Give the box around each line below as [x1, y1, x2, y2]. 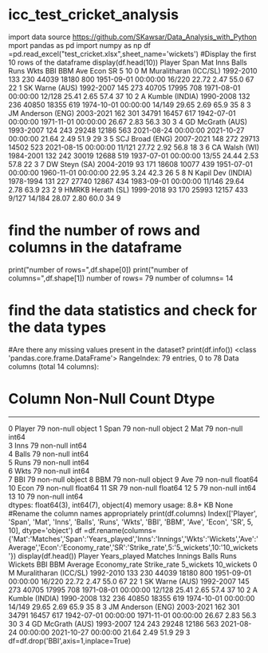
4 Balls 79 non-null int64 [8, 449, 89, 459]
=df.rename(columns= [83, 525, 157, 535]
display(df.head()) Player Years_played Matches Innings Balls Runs [18, 551, 237, 560]
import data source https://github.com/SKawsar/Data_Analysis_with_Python [8, 32, 258, 42]
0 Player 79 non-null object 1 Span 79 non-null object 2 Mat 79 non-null [8, 424, 243, 433]
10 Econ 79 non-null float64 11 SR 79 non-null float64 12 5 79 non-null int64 [8, 483, 257, 492]
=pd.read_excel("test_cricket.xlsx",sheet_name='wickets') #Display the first [8, 49, 257, 58]
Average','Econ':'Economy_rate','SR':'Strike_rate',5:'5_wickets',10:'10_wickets [8, 542, 258, 552]
